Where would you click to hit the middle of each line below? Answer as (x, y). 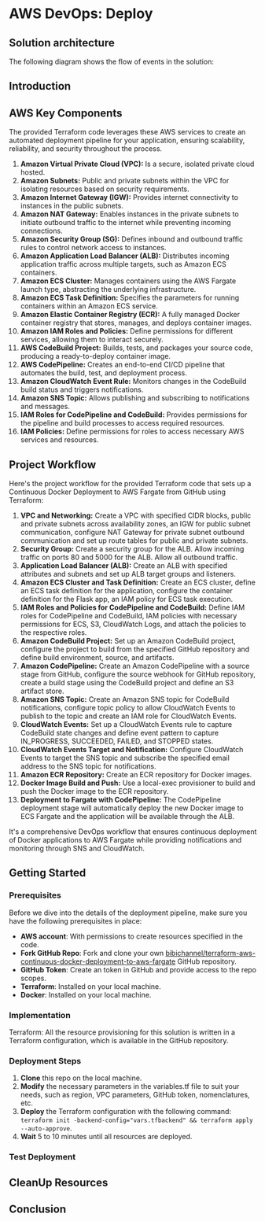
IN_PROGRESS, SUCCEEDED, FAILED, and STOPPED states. (117, 741)
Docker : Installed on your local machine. (86, 994)
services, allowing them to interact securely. (92, 340)
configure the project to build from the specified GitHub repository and (135, 649)
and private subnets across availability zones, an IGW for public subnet (135, 524)
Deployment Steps (45, 1061)
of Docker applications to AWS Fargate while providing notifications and (125, 840)
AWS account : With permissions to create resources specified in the (131, 936)
